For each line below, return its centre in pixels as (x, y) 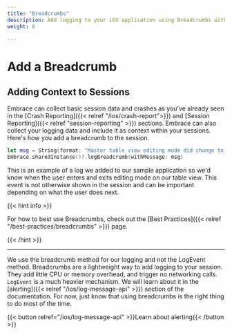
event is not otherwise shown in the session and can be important (101, 185)
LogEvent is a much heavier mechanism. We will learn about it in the (103, 282)
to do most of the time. (40, 304)
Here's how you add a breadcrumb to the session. (78, 138)
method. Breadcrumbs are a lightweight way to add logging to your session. (115, 267)
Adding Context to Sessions (68, 92)
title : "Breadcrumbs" (38, 13)
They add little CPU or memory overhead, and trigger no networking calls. (112, 274)
